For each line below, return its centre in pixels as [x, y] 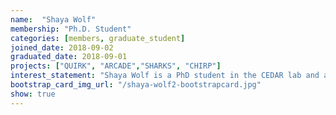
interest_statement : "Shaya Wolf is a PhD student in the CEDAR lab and [165, 76]
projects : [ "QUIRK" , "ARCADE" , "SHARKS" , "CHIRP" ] [116, 66]
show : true [33, 94]
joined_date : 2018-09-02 [62, 47]
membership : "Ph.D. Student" [71, 29]
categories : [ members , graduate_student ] [98, 38]
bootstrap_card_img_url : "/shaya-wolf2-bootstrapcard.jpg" [136, 85]
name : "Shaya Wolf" [53, 19]
